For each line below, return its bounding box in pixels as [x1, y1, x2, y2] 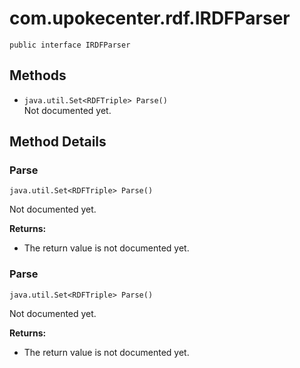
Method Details [9, 133, 107, 151]
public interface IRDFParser [9, 40, 131, 50]
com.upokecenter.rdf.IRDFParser [9, 7, 291, 30]
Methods [9, 67, 67, 84]
